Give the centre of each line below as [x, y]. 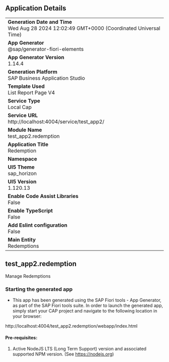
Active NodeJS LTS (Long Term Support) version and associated [79, 349]
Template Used [26, 86]
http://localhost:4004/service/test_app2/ [56, 122]
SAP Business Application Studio [47, 78]
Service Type [24, 100]
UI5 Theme [21, 167]
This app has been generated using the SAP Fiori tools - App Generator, [87, 300]
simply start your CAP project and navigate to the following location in [85, 311]
